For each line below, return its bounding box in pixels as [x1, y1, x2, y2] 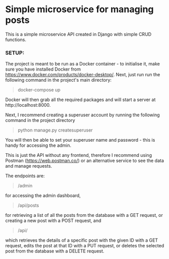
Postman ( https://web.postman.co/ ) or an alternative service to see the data [5, 157, 164, 164]
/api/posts [17, 202, 39, 209]
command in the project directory [5, 117, 75, 123]
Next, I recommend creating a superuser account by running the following [5, 112, 160, 118]
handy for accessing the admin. [5, 142, 72, 148]
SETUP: [5, 49, 24, 56]
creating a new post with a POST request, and [5, 217, 102, 224]
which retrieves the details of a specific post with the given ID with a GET [5, 237, 158, 243]
